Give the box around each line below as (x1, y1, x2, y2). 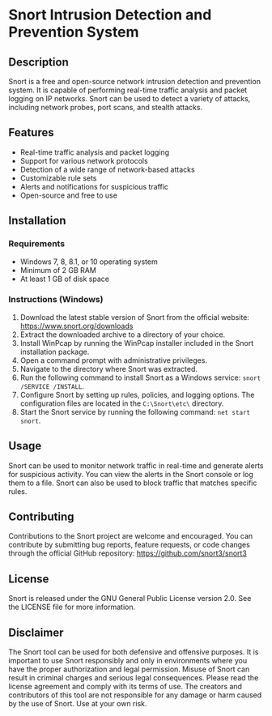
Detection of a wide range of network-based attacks (19, 164, 196, 174)
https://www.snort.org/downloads (19, 321, 134, 330)
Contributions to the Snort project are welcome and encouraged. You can (8, 531, 253, 541)
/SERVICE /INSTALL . (19, 381, 85, 390)
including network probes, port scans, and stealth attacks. (8, 103, 203, 112)
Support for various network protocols (19, 156, 148, 165)
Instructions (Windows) (8, 294, 104, 305)
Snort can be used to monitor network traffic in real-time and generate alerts (8, 460, 264, 471)
